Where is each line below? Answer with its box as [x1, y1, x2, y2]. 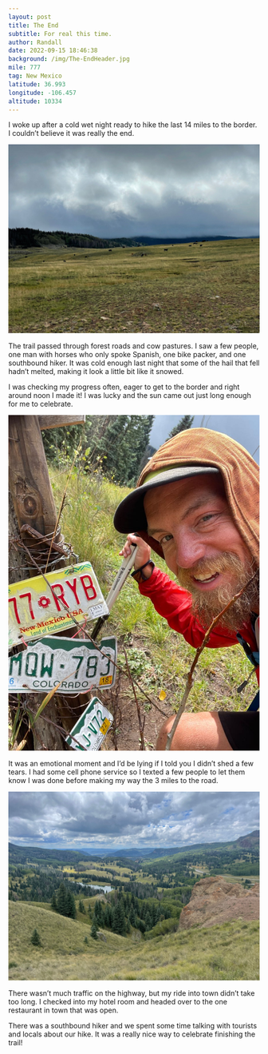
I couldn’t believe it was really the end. [8, 129, 135, 138]
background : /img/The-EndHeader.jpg [8, 55, 130, 63]
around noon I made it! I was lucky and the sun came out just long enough [8, 391, 251, 400]
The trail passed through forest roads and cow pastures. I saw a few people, [8, 341, 259, 351]
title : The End [8, 21, 59, 30]
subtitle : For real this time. [8, 30, 112, 38]
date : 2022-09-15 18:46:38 [8, 46, 98, 55]
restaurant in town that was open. [8, 1005, 119, 1015]
